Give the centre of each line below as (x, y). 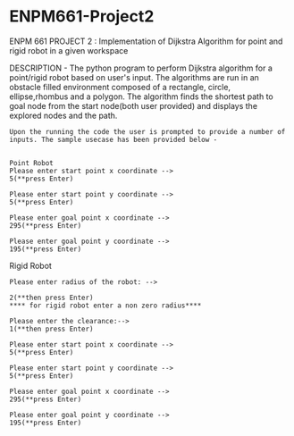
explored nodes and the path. (63, 115)
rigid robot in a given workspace (69, 50)
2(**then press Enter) (51, 298)
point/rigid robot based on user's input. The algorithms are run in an (134, 77)
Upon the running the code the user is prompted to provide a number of (147, 131)
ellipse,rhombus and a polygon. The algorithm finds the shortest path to (142, 96)
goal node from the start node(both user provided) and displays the (133, 105)
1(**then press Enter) (51, 329)
